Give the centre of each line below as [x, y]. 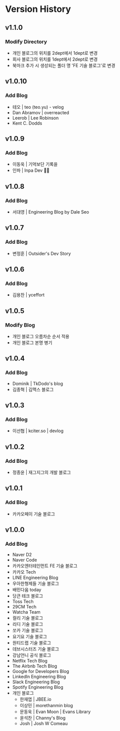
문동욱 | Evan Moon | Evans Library [55, 712]
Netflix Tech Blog [30, 661]
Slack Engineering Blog [36, 682]
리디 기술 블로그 [28, 624]
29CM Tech [24, 607]
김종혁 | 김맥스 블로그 [33, 389]
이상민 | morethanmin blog [46, 706]
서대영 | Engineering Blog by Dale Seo [51, 212]
